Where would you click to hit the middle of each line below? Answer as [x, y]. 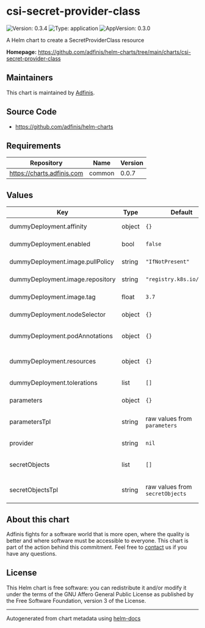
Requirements [34, 146]
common [102, 173]
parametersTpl [30, 422]
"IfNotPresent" [167, 262]
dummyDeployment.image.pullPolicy [62, 262]
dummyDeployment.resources [53, 361]
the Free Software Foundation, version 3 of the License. [76, 600]
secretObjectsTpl [34, 490]
